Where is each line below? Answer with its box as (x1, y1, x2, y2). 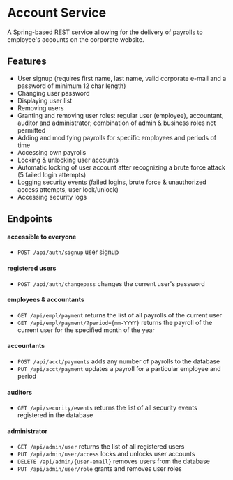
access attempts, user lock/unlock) (17, 185, 119, 193)
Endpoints (7, 213, 53, 225)
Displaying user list (17, 96, 73, 105)
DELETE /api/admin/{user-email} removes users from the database (17, 457, 211, 465)
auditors (7, 388, 33, 396)
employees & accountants (7, 295, 85, 304)
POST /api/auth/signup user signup (17, 248, 119, 256)
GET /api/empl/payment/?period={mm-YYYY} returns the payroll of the (17, 318, 213, 327)
